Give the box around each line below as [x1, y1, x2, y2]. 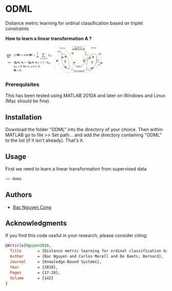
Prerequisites [5, 80, 39, 88]
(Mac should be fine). [5, 98, 51, 104]
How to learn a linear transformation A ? [5, 35, 92, 41]
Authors [5, 191, 32, 199]
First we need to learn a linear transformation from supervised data [5, 165, 147, 172]
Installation [5, 113, 42, 121]
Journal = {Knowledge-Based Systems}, [10, 259, 102, 264]
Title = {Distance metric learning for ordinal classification [10, 248, 161, 254]
